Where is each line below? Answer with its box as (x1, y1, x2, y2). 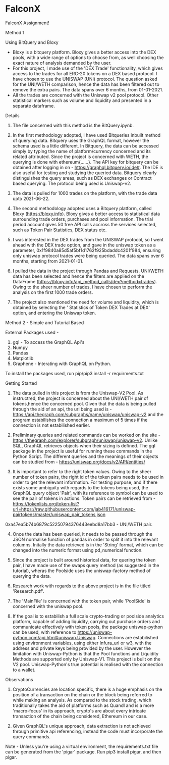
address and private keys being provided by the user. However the (12, 645, 151, 651)
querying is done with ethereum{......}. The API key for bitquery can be (12, 159, 159, 165)
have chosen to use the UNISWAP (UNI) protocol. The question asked (12, 76, 157, 82)
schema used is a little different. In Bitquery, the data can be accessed (12, 142, 159, 149)
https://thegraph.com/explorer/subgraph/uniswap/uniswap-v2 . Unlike (12, 437, 158, 443)
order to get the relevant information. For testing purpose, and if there (12, 479, 158, 485)
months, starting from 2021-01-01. (12, 258, 84, 264)
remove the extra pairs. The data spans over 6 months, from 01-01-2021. (12, 86, 163, 92)
